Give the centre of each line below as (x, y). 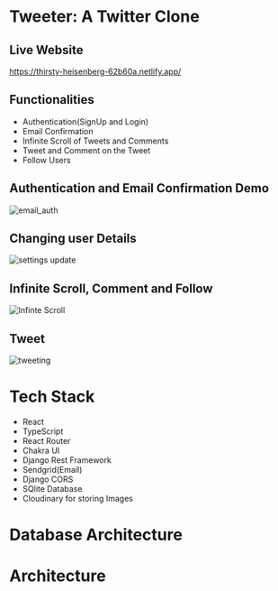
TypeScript (43, 431)
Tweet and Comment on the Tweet (86, 150)
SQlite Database (52, 489)
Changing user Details (73, 239)
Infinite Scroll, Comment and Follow (111, 288)
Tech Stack (52, 397)
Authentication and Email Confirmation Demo (139, 188)
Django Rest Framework (67, 460)
